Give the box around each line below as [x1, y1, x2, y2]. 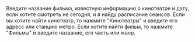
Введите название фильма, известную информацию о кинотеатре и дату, [6, 5, 190, 12]
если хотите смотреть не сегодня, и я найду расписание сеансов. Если [6, 11, 185, 18]
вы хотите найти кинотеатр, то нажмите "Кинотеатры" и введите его [6, 17, 178, 24]
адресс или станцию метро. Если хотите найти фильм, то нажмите [6, 23, 173, 30]
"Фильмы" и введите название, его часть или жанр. [6, 29, 136, 36]
